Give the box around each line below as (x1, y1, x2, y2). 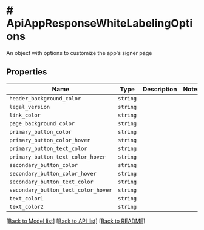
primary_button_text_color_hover (9, 153, 106, 160)
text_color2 (9, 203, 44, 210)
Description (142, 85, 177, 93)
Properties (6, 67, 47, 77)
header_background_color (9, 95, 81, 102)
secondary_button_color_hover (9, 170, 97, 177)
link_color (9, 111, 41, 119)
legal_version (9, 103, 50, 110)
